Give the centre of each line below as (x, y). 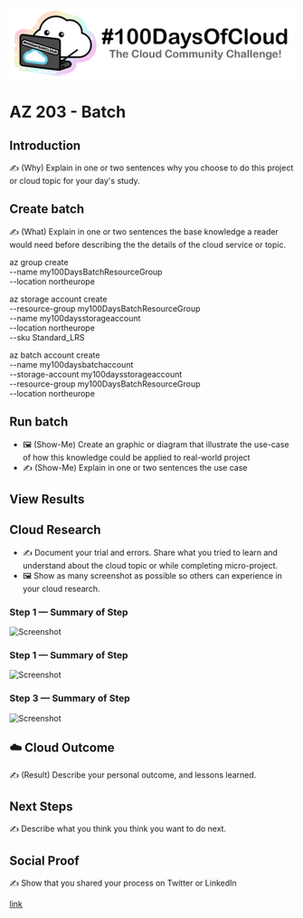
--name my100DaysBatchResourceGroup (86, 272)
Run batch (39, 422)
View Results (47, 499)
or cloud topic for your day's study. (75, 181)
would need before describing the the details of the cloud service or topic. (148, 244)
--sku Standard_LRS (47, 337)
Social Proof (44, 861)
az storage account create (58, 299)
